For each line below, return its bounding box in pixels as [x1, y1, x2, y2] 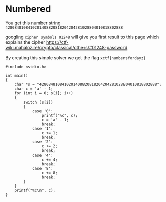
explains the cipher [5, 39, 45, 45]
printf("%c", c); [41, 113, 78, 118]
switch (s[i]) [23, 99, 53, 105]
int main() [5, 73, 28, 78]
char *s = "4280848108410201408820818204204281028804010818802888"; [14, 82, 162, 87]
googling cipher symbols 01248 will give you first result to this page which [5, 34, 159, 40]
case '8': [32, 166, 53, 171]
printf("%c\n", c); [14, 188, 56, 193]
